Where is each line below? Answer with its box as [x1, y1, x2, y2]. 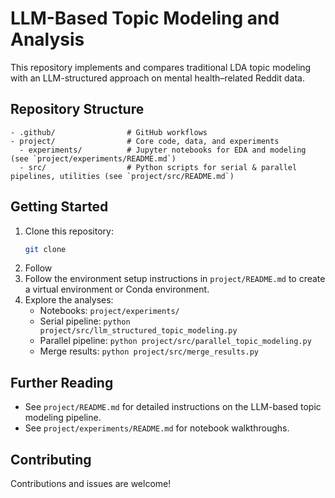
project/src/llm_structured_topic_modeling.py [39, 326, 238, 336]
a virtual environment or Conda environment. [24, 283, 210, 296]
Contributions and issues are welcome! [10, 478, 172, 490]
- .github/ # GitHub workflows [10, 127, 208, 137]
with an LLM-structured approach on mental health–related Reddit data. [10, 72, 305, 84]
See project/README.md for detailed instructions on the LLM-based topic [24, 401, 322, 413]
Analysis [10, 28, 85, 51]
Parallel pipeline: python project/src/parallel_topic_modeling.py [39, 335, 312, 347]
